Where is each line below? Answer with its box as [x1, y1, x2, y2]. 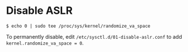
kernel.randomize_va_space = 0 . [6, 39, 84, 46]
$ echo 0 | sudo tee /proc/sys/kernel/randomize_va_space [6, 23, 151, 29]
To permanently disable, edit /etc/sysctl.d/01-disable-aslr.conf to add [6, 33, 183, 40]
